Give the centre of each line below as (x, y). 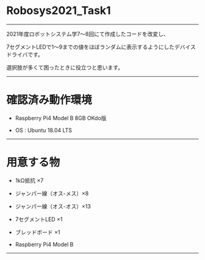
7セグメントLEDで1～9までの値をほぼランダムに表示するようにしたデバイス (101, 47)
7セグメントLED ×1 (39, 219)
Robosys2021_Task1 (59, 11)
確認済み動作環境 (49, 100)
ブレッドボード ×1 (38, 232)
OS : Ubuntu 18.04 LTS (43, 130)
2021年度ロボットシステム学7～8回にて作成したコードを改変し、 (88, 33)
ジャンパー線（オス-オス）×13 (53, 206)
